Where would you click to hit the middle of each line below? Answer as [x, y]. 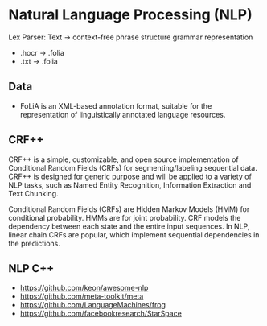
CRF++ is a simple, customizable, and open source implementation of [123, 159]
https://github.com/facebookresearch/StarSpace [101, 314]
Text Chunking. [33, 193]
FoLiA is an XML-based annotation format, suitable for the [116, 105]
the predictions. [34, 243]
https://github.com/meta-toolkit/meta [82, 296]
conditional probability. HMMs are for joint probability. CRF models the [125, 217]
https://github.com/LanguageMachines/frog [93, 305]
